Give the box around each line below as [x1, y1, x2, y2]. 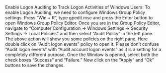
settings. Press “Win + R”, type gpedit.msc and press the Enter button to [5, 15, 153, 20]
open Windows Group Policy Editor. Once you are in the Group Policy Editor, [5, 20, 161, 26]
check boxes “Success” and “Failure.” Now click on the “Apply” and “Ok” [5, 57, 154, 63]
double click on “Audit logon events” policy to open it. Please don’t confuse [5, 41, 159, 47]
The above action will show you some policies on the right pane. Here [5, 36, 148, 42]
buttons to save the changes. [5, 62, 65, 68]
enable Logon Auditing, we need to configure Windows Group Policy [5, 9, 146, 15]
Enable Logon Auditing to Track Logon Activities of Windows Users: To [5, 4, 150, 10]
